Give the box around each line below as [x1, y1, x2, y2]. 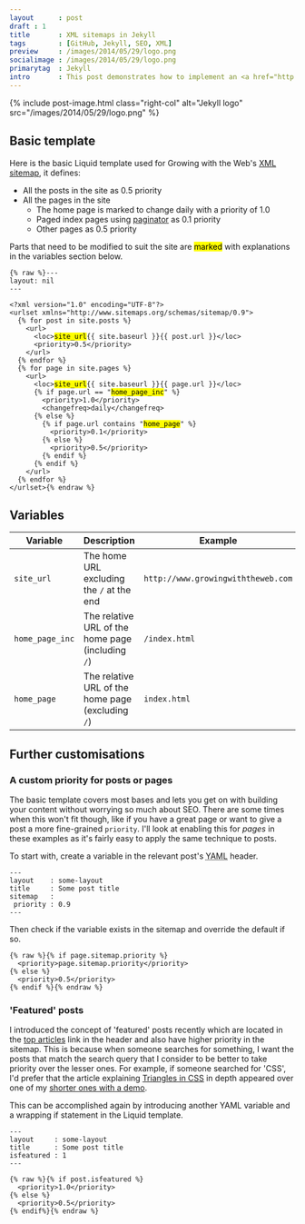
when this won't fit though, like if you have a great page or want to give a [9, 814, 282, 825]
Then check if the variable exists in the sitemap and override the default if [9, 924, 286, 935]
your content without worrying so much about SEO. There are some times [9, 804, 285, 815]
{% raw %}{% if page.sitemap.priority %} [9, 951, 169, 960]
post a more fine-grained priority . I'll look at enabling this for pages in [9, 823, 275, 834]
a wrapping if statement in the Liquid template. [9, 1110, 183, 1120]
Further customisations [9, 746, 145, 761]
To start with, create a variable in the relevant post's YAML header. [9, 851, 259, 861]
